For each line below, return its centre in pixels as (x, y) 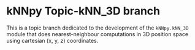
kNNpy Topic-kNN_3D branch (83, 11)
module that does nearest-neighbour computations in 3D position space (97, 34)
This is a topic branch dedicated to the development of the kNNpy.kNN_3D (97, 28)
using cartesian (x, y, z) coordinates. (52, 40)
